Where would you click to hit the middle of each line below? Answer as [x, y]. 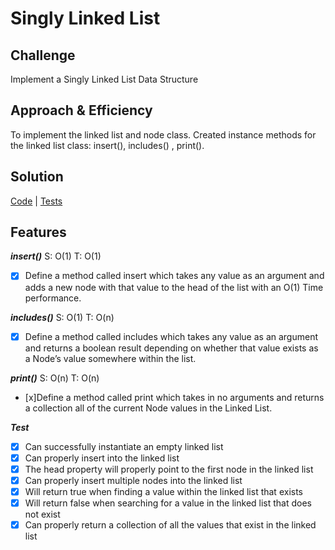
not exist [42, 514]
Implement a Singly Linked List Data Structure [104, 79]
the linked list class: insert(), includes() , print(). [107, 145]
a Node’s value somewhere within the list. [110, 358]
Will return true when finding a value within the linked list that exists [163, 491]
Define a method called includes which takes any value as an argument [171, 336]
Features [38, 232]
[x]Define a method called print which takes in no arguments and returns [174, 397]
